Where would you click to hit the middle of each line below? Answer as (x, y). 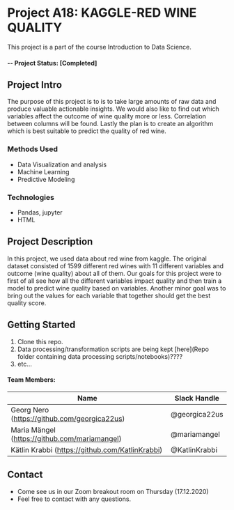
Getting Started (41, 325)
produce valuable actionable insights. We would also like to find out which (113, 109)
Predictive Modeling (46, 179)
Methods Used (32, 149)
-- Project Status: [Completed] (52, 63)
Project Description (50, 242)
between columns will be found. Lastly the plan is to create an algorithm (110, 124)
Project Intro (35, 85)
